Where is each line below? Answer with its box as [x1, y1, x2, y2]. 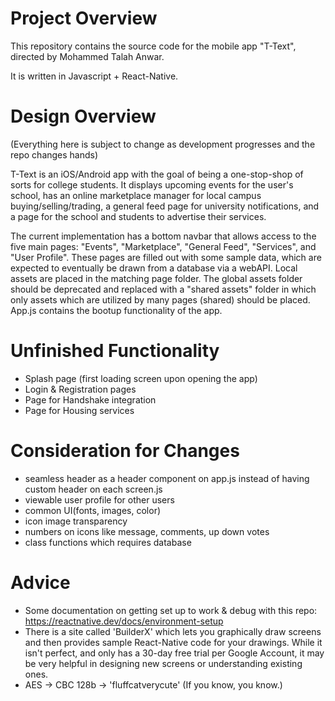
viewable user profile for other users [24, 493, 175, 506]
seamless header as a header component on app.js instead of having [24, 472, 310, 484]
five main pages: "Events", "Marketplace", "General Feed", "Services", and [10, 240, 317, 252]
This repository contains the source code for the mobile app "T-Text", [10, 40, 297, 52]
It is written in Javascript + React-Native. [10, 70, 179, 82]
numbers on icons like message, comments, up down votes [24, 525, 270, 537]
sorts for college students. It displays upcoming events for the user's [10, 178, 294, 191]
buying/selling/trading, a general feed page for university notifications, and [10, 200, 320, 212]
